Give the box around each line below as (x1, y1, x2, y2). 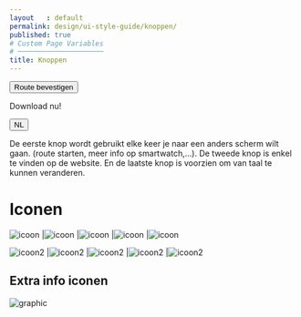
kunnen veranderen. (9, 168, 86, 178)
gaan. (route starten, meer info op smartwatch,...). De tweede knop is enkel (9, 148, 292, 158)
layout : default (9, 13, 84, 23)
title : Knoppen (9, 56, 67, 65)
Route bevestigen (14, 83, 74, 92)
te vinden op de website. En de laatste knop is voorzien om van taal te (9, 158, 273, 169)
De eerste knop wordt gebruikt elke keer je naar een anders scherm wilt (9, 138, 280, 148)
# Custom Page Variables (9, 38, 104, 48)
